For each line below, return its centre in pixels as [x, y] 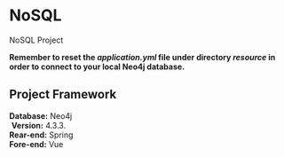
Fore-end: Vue [36, 144]
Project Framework [63, 94]
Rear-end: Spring [41, 135]
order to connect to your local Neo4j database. [97, 67]
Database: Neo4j [41, 115]
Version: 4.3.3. [39, 125]
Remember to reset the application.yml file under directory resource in [142, 57]
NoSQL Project [36, 40]
